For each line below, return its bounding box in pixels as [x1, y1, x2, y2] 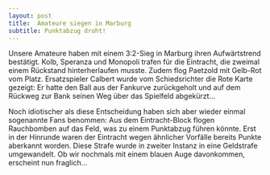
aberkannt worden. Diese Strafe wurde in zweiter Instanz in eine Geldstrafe [8, 141, 258, 151]
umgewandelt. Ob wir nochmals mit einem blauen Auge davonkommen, [8, 149, 246, 159]
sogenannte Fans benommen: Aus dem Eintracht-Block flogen [8, 116, 215, 125]
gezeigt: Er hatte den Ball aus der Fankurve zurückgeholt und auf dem [8, 83, 241, 92]
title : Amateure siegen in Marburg [8, 19, 131, 27]
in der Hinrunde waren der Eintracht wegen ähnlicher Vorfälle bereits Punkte [8, 132, 262, 142]
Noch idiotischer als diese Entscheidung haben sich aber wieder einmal [8, 107, 246, 116]
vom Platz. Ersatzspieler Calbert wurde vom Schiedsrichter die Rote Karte [8, 74, 253, 84]
